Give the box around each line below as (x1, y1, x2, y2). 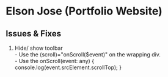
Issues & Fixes (5, 28, 62, 39)
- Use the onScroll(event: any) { (14, 58, 95, 64)
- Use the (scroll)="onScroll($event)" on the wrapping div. (14, 51, 161, 58)
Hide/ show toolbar (14, 44, 63, 52)
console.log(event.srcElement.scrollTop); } (14, 64, 122, 71)
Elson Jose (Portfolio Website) (5, 4, 163, 18)
